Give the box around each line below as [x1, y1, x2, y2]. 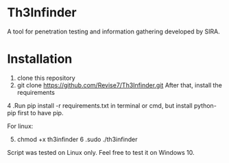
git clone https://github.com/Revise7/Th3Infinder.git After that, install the [16, 80, 223, 89]
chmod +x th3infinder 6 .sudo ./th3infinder [16, 135, 138, 143]
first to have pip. [17, 108, 64, 117]
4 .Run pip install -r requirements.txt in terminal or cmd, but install [7, 101, 193, 110]
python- [193, 101, 217, 110]
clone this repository [16, 74, 75, 82]
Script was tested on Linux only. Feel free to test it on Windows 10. [7, 148, 195, 156]
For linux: [7, 121, 34, 130]
